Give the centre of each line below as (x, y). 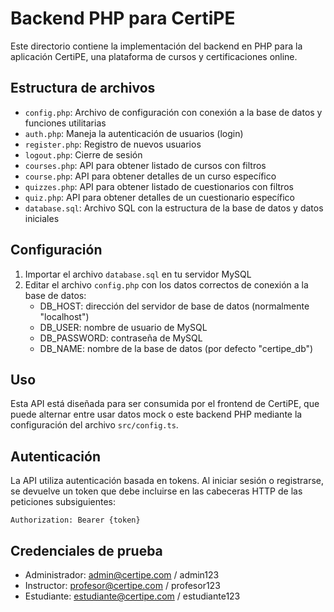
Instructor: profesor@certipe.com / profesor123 (122, 585)
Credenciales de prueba (86, 550)
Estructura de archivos (83, 88)
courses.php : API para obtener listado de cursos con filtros (145, 165)
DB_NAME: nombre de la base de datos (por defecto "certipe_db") (176, 348)
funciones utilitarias (65, 123)
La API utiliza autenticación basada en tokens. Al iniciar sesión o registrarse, (167, 481)
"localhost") (64, 316)
